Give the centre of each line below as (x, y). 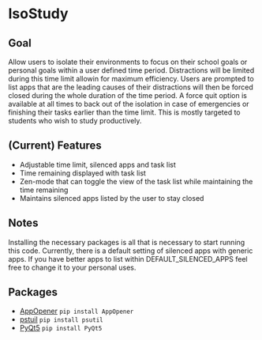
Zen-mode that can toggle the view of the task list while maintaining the (136, 181)
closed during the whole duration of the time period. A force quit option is (127, 95)
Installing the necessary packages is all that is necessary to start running (127, 242)
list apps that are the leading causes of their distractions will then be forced (131, 87)
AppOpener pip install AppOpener (77, 311)
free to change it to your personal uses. (72, 267)
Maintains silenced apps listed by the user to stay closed (112, 198)
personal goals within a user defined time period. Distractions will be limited (131, 70)
